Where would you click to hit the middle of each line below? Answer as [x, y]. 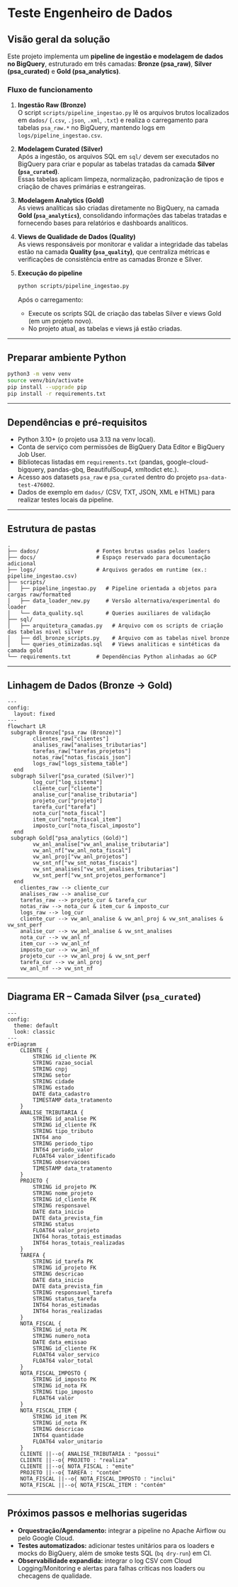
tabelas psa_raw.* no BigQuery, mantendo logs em [91, 128]
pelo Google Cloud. [46, 1538]
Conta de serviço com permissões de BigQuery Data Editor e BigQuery [121, 447]
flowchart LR [27, 726]
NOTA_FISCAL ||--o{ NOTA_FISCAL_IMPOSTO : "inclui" [98, 1478]
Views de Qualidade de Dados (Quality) [76, 237]
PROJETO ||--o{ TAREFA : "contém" [71, 1472]
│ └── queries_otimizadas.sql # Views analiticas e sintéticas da [114, 645]
